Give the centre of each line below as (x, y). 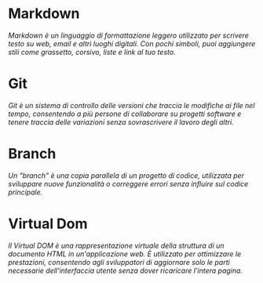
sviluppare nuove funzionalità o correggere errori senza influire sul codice (128, 183)
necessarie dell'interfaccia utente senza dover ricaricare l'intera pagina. (126, 270)
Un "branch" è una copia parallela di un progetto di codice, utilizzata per (126, 175)
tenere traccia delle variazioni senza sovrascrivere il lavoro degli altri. (121, 122)
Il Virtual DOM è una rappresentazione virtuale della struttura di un (117, 245)
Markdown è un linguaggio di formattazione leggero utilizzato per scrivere (128, 35)
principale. (26, 192)
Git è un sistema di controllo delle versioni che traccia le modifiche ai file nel (131, 105)
